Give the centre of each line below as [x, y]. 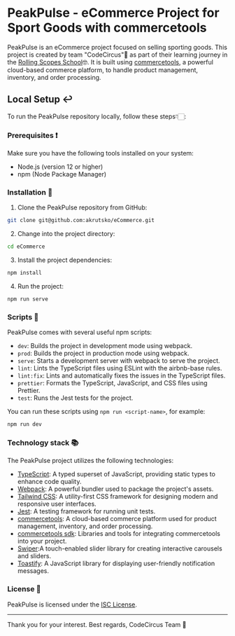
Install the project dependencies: [65, 260]
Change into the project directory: [66, 234]
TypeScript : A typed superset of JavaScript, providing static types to [116, 474]
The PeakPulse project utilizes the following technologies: [90, 461]
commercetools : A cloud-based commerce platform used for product [117, 519]
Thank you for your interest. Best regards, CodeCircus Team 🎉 [97, 624]
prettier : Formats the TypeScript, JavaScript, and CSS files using [112, 383]
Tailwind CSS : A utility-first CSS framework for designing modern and [117, 497]
